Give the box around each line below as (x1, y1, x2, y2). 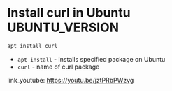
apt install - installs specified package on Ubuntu (17, 55, 166, 63)
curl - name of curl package (17, 63, 100, 71)
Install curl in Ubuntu (7, 5, 131, 21)
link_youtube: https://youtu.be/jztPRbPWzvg (7, 76, 134, 84)
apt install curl (7, 42, 58, 49)
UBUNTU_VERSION (7, 19, 120, 35)
